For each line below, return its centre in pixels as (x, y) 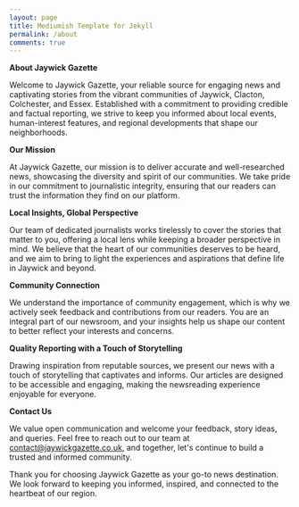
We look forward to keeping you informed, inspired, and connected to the (144, 484)
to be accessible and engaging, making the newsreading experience (135, 385)
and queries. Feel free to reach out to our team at (100, 438)
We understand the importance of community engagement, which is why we (150, 303)
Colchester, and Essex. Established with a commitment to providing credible (149, 104)
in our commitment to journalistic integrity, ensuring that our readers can (143, 186)
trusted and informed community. (71, 457)
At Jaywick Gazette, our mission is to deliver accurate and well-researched (147, 167)
